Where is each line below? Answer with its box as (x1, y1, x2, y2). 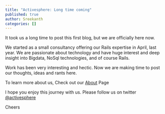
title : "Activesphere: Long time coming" (5, 7, 92, 12)
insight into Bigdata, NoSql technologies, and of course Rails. (5, 55, 130, 61)
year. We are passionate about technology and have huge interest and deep (5, 50, 160, 56)
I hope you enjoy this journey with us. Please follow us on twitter (5, 89, 137, 95)
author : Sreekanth (5, 16, 43, 21)
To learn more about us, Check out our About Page (5, 80, 109, 86)
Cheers (5, 104, 20, 110)
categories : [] (5, 21, 37, 26)
